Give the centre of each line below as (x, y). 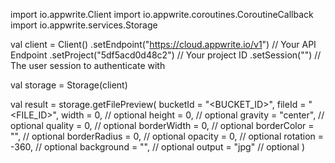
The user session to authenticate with (88, 65)
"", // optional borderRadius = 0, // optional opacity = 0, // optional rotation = (167, 136)
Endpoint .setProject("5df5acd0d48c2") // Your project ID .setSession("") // (166, 55)
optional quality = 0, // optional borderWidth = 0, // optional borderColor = (162, 125)
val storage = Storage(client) (69, 85)
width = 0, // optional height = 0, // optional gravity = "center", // (192, 115)
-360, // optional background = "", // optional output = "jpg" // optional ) (158, 147)
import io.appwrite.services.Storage (84, 25)
